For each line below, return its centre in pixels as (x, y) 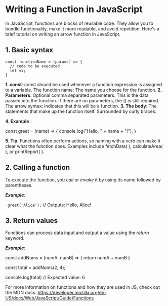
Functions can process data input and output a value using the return (77, 233)
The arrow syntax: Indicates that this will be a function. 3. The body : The (81, 106)
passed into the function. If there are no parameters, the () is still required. (82, 100)
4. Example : (18, 121)
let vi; (18, 70)
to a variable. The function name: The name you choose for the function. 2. (83, 90)
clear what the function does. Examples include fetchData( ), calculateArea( (84, 146)
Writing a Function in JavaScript (74, 9)
